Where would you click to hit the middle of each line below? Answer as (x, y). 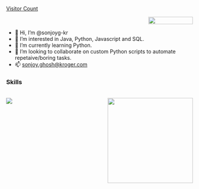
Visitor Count (22, 9)
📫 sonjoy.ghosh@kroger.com (51, 64)
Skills (14, 82)
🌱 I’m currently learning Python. (53, 45)
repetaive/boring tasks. (43, 58)
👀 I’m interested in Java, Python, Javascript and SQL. (79, 39)
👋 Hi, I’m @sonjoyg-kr (41, 33)
